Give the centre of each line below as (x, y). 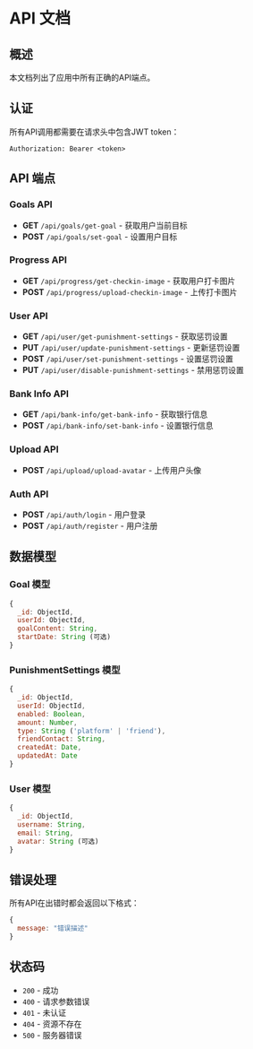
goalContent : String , (58, 629)
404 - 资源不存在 (52, 1024)
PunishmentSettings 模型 (65, 670)
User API (29, 316)
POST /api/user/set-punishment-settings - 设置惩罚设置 (128, 359)
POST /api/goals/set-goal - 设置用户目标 (100, 236)
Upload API (34, 449)
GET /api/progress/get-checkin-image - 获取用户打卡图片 (129, 281)
